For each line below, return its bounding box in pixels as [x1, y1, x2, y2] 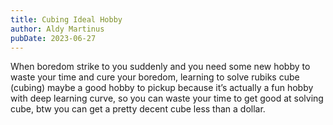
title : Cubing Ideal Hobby [10, 14, 123, 25]
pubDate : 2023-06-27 [10, 33, 97, 43]
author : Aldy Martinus [10, 24, 105, 34]
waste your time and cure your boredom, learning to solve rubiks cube [10, 71, 300, 83]
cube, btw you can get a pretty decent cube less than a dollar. [10, 103, 266, 115]
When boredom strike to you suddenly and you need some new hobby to [10, 61, 311, 73]
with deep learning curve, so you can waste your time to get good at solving [10, 92, 324, 105]
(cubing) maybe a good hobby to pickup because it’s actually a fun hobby [10, 82, 314, 94]
